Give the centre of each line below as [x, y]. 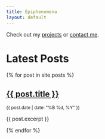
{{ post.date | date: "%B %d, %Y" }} [43, 108]
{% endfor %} [23, 131]
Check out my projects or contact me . [53, 34]
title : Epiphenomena [32, 12]
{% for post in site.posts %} [40, 75]
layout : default [26, 17]
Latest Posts [38, 58]
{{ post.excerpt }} [28, 119]
